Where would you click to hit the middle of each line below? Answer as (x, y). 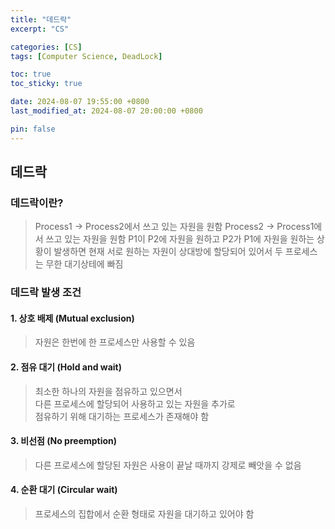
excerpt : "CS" (40, 29)
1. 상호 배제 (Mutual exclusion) (72, 318)
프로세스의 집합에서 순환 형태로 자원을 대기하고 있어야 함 (144, 514)
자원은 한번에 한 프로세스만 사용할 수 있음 (115, 342)
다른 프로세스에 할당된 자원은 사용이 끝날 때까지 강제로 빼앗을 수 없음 (168, 465)
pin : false (33, 129)
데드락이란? (37, 203)
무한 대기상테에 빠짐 (84, 264)
